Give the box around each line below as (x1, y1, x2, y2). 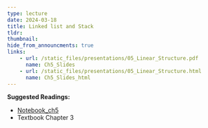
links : (7, 49, 26, 56)
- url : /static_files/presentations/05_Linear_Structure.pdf (19, 55, 198, 62)
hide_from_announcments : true (7, 42, 94, 49)
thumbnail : (7, 36, 39, 43)
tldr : (7, 29, 23, 36)
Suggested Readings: (7, 93, 70, 101)
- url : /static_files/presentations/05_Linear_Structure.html (19, 67, 202, 74)
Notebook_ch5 (17, 106, 59, 114)
